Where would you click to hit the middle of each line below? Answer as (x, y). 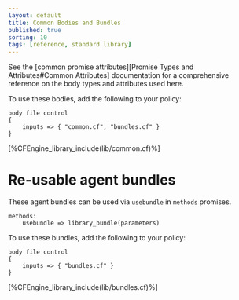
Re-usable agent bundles (92, 180)
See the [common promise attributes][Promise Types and (101, 67)
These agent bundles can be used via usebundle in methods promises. (120, 202)
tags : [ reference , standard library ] (70, 45)
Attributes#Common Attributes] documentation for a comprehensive (119, 75)
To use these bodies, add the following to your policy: (95, 99)
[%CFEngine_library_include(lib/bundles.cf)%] (83, 287)
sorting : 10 (28, 37)
